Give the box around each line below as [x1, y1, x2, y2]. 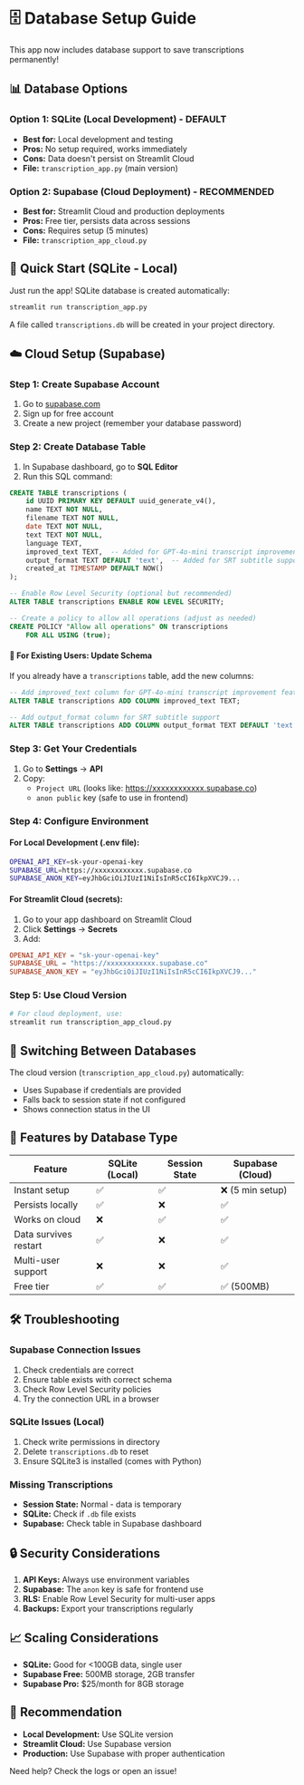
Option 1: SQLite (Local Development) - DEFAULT [9, 113, 227, 126]
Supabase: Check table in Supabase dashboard [22, 1518, 202, 1529]
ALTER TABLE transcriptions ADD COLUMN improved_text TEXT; [9, 696, 242, 705]
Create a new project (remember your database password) [22, 418, 242, 429]
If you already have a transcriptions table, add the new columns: [9, 670, 254, 681]
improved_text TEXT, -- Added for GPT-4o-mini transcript [25, 547, 253, 557]
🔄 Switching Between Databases [9, 1043, 197, 1058]
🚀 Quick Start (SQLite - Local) [9, 261, 178, 276]
